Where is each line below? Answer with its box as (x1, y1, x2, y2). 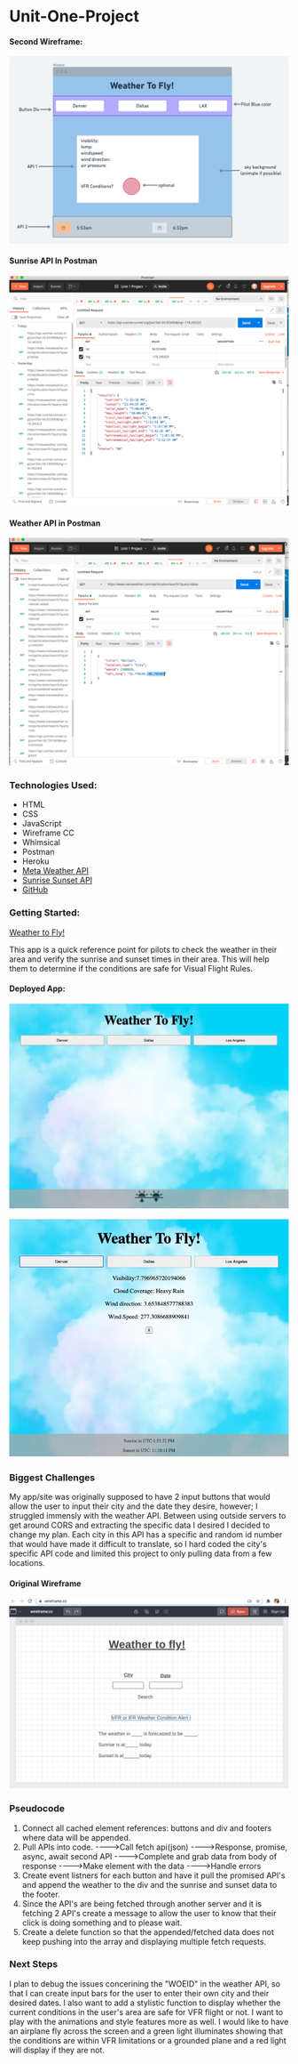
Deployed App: (9, 983, 66, 994)
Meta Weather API (21, 866, 89, 876)
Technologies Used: (9, 778, 98, 791)
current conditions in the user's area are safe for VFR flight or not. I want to (9, 2006, 284, 2017)
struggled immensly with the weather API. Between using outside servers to (9, 1511, 286, 1521)
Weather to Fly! (9, 927, 65, 938)
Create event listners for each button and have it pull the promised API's (21, 1870, 286, 1881)
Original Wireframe (9, 1578, 82, 1589)
